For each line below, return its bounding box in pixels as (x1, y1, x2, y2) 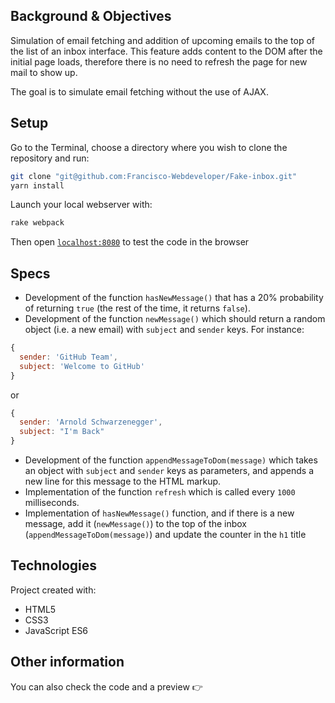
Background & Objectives (10, 8, 172, 25)
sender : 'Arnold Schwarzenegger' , (19, 417, 163, 428)
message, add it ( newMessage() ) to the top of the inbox (24, 518, 248, 530)
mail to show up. (10, 66, 78, 78)
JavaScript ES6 (24, 624, 89, 636)
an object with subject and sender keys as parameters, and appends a (24, 465, 315, 477)
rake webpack (10, 218, 65, 228)
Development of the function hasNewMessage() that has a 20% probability (24, 292, 324, 304)
